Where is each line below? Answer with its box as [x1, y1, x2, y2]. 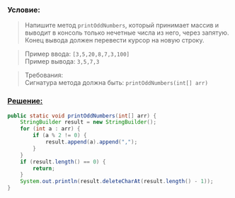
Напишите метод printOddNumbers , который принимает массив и [24, 21, 219, 30]
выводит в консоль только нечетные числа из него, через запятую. [24, 28, 229, 37]
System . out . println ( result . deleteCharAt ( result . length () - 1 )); [20, 178, 214, 185]
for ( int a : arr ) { [20, 125, 81, 132]
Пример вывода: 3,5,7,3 [24, 57, 100, 66]
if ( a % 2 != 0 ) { [33, 132, 87, 139]
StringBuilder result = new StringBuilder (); [20, 119, 157, 126]
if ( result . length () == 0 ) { [20, 158, 106, 165]
